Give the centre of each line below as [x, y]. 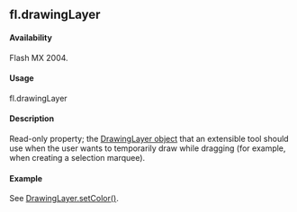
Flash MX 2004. [39, 57]
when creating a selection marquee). [77, 158]
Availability [31, 37]
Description [32, 119]
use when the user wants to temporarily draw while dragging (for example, [148, 148]
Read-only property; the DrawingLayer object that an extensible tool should [149, 139]
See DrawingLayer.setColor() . [64, 199]
